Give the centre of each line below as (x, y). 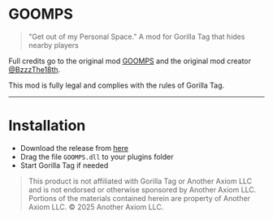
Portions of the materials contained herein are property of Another (139, 198)
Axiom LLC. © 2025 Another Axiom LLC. (96, 207)
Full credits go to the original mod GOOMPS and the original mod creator (130, 61)
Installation (47, 126)
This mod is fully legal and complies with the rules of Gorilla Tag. (117, 85)
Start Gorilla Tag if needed (64, 165)
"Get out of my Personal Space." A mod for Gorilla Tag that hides (136, 36)
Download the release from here (74, 148)
